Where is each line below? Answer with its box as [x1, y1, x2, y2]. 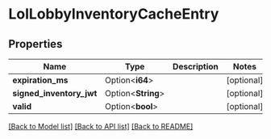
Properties [8, 37, 63, 51]
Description [172, 61, 219, 72]
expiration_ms [12, 74, 69, 86]
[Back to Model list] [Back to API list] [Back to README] [8, 122, 194, 131]
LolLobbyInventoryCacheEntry [8, 5, 219, 23]
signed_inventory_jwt [12, 88, 98, 99]
